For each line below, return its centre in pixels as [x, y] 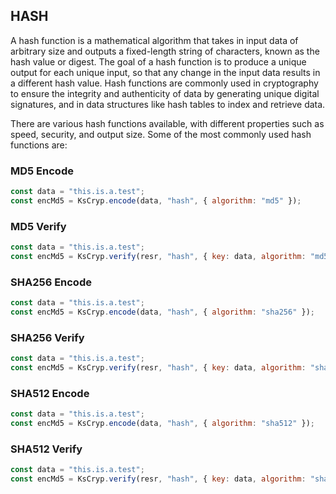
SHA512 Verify [46, 449]
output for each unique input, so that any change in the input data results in [165, 72]
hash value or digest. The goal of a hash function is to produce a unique [158, 61]
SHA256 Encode [51, 282]
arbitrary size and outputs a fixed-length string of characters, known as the [165, 51]
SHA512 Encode [50, 393]
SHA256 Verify [47, 337]
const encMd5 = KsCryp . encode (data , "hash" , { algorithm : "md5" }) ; [156, 200]
